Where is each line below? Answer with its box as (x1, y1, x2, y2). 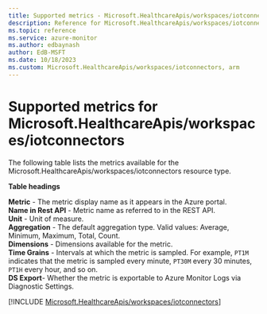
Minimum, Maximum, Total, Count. (8, 231, 121, 240)
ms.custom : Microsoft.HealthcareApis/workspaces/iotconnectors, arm (8, 64, 240, 72)
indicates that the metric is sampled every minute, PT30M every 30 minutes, (8, 256, 253, 266)
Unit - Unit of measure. (8, 214, 84, 223)
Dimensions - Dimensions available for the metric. (8, 239, 173, 249)
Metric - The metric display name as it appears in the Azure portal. (8, 196, 227, 207)
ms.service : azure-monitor (8, 33, 98, 42)
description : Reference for (8, 19, 102, 27)
